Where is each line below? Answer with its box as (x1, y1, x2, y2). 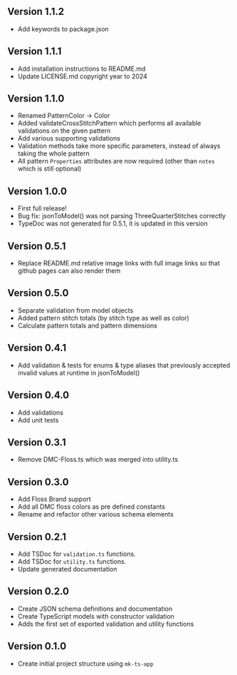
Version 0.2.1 (7, 531, 66, 543)
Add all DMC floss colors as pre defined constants (17, 502, 166, 511)
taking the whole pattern (17, 149, 90, 158)
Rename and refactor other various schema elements (17, 510, 174, 519)
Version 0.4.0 (7, 389, 70, 402)
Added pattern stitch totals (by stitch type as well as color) (17, 313, 190, 322)
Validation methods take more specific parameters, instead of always (17, 142, 221, 151)
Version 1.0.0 (7, 185, 68, 197)
